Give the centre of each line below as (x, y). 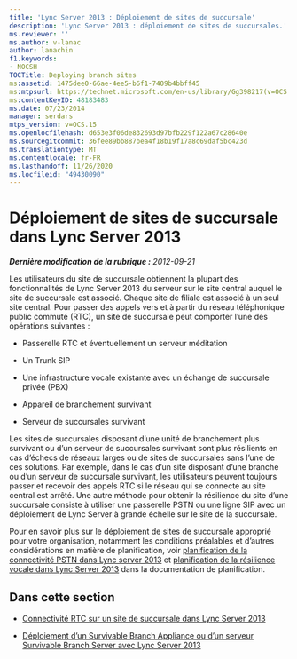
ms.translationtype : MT (53, 149)
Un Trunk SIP (46, 361)
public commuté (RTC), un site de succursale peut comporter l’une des (139, 317)
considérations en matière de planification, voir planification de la (129, 551)
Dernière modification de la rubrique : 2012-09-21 (102, 262)
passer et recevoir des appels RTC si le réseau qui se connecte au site (137, 486)
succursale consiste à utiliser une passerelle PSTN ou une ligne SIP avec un (148, 505)
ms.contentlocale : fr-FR (55, 158)
